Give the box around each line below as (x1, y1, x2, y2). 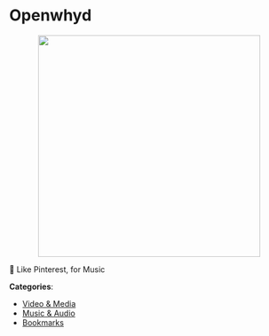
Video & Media (21, 298, 76, 309)
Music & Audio (21, 308, 75, 318)
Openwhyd (9, 5, 92, 26)
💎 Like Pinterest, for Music (9, 263, 106, 275)
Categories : (9, 281, 54, 292)
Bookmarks (21, 316, 65, 328)
